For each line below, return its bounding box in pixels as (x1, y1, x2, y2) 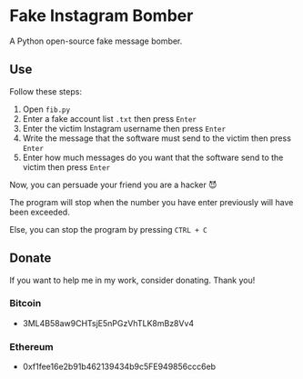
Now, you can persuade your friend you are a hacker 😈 (9, 179, 217, 190)
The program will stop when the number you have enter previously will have (9, 196, 294, 207)
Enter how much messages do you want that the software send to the (22, 152, 284, 163)
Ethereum (9, 340, 55, 353)
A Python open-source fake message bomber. (9, 35, 183, 46)
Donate (9, 251, 52, 266)
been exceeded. (9, 206, 70, 217)
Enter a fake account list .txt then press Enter (22, 113, 197, 124)
